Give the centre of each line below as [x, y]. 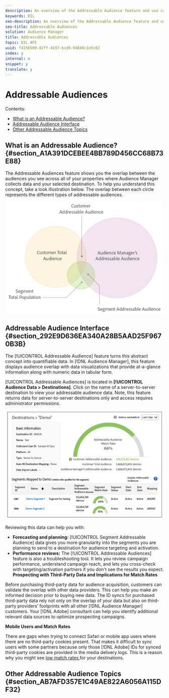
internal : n [18, 59]
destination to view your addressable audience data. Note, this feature [78, 393]
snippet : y [17, 64]
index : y [14, 53]
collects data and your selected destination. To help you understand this [80, 184]
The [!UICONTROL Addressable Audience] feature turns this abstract [77, 356]
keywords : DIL [20, 16]
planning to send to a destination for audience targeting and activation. [86, 548]
